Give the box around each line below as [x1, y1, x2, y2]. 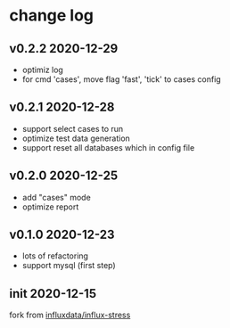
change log [9, 5, 94, 26]
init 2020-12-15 [9, 286, 96, 301]
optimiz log [21, 64, 64, 75]
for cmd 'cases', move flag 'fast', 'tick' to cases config [21, 74, 221, 85]
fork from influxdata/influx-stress [9, 309, 131, 321]
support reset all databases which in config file [21, 142, 195, 152]
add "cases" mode [21, 192, 91, 202]
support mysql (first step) [21, 260, 116, 271]
